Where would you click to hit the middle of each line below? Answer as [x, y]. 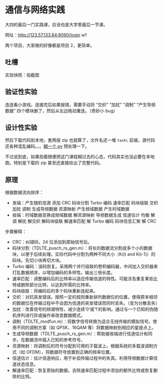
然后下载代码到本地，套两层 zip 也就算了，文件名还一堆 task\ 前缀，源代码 [80, 140]
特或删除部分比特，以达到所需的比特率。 [53, 285]
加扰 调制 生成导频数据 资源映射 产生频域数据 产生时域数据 [71, 209]
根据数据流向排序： [24, 192]
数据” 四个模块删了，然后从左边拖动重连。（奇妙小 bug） [61, 111]
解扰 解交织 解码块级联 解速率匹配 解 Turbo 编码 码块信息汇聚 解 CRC [87, 221]
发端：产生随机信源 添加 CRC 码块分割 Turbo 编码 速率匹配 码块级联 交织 [85, 203]
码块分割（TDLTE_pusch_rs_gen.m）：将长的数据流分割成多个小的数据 [82, 248]
